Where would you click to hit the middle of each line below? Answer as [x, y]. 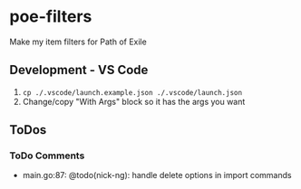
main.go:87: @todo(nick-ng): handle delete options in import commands [157, 175]
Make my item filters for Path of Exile [78, 42]
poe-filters [51, 17]
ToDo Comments [47, 156]
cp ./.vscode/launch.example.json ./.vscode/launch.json [132, 92]
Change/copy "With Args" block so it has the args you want [134, 101]
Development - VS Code [79, 70]
